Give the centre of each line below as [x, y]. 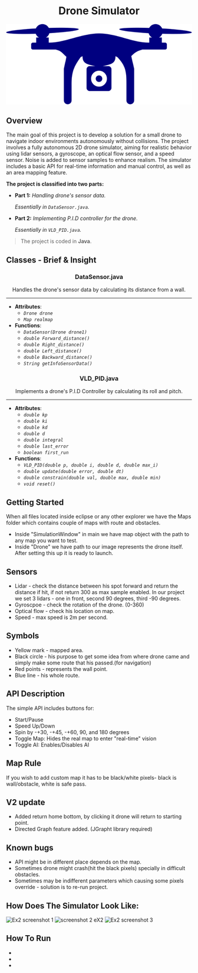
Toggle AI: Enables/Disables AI [52, 745]
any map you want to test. [46, 541]
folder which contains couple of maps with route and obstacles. [83, 523]
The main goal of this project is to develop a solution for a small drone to [94, 135]
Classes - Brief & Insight [51, 260]
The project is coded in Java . [56, 241]
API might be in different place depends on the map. [78, 862]
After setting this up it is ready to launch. [64, 553]
